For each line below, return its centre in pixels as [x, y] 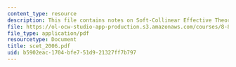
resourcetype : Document [42, 40]
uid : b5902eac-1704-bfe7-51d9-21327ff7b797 [72, 53]
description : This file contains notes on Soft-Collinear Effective [110, 20]
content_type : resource [42, 14]
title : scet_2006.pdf [39, 46]
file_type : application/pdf [48, 33]
